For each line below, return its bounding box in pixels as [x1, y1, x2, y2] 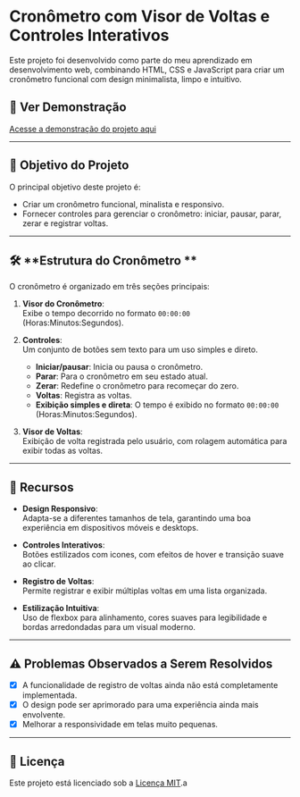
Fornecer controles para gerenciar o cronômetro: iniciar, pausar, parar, [21, 208, 282, 219]
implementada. [21, 690, 78, 701]
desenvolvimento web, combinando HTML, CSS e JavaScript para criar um [9, 64, 285, 75]
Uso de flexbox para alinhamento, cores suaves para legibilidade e [21, 612, 268, 623]
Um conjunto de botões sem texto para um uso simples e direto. [21, 344, 259, 355]
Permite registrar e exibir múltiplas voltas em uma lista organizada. [21, 585, 268, 596]
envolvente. [21, 709, 66, 720]
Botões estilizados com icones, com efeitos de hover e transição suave [21, 550, 284, 560]
